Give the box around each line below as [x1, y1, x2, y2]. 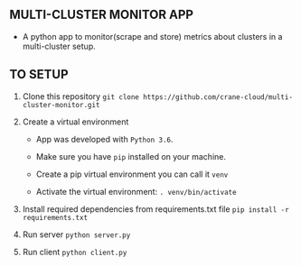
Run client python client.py [22, 246, 127, 257]
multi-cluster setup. [22, 41, 97, 51]
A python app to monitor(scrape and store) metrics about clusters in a [22, 31, 283, 41]
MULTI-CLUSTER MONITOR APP [9, 7, 194, 23]
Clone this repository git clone [22, 90, 140, 102]
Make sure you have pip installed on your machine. [35, 151, 226, 161]
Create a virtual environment [22, 116, 129, 127]
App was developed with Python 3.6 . [35, 133, 174, 144]
